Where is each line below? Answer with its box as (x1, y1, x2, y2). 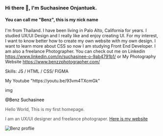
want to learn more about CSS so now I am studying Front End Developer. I (5, 43, 156, 49)
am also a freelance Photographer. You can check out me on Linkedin (5, 49, 145, 54)
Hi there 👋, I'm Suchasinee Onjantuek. (5, 4, 97, 11)
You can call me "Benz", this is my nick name (5, 17, 98, 23)
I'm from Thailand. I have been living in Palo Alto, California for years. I (5, 27, 147, 33)
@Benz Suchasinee (5, 97, 45, 103)
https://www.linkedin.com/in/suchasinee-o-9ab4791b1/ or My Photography (5, 54, 156, 59)
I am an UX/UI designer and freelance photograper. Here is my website (5, 116, 148, 122)
